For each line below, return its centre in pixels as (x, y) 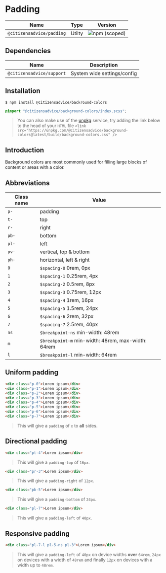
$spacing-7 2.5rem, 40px (69, 325)
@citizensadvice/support (37, 73)
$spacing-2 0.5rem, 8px (67, 284)
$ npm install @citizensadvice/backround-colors (56, 102)
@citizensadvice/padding (37, 33)
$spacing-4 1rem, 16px (67, 300)
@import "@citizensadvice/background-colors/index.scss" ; (66, 111)
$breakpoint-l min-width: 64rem (78, 355)
